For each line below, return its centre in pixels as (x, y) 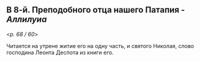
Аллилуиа (27, 20)
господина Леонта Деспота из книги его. (60, 52)
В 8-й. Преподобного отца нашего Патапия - (96, 10)
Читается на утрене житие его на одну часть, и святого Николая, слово (100, 46)
